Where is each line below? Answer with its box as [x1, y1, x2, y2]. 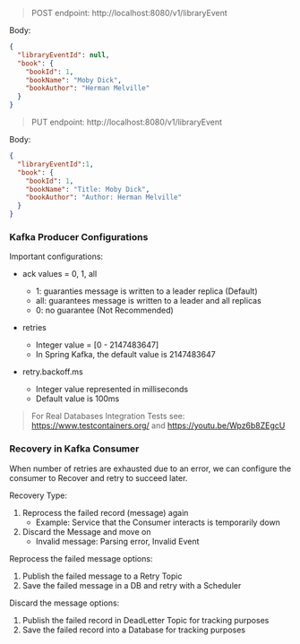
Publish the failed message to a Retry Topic [21, 571, 183, 581]
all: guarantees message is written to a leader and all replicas [35, 296, 261, 306]
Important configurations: [9, 251, 104, 262]
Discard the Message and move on [21, 526, 151, 537]
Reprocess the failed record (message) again [21, 507, 189, 518]
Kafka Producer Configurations [9, 230, 149, 243]
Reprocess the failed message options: [9, 553, 153, 563]
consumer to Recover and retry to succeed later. [9, 472, 188, 483]
